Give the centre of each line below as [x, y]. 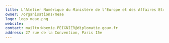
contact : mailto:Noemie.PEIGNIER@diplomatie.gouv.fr [62, 28]
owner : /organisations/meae [35, 14]
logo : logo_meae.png [27, 19]
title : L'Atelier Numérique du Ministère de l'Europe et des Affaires [81, 10]
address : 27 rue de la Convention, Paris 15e [54, 33]
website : [14, 23]
